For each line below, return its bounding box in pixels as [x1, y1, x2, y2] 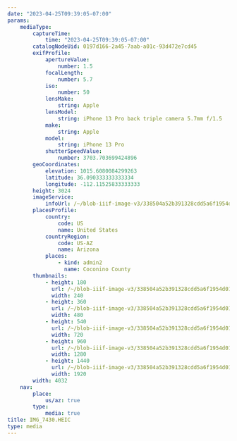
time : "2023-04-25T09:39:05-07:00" [44, 37, 150, 44]
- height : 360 [44, 299, 87, 306]
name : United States [57, 226, 119, 233]
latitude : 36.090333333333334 [44, 174, 134, 181]
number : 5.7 [57, 75, 93, 83]
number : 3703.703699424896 [57, 154, 138, 162]
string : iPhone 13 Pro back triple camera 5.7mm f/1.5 [57, 115, 222, 122]
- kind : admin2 [57, 259, 102, 266]
